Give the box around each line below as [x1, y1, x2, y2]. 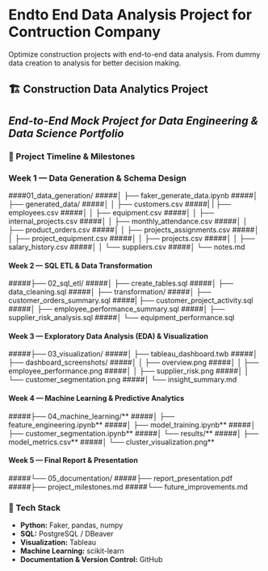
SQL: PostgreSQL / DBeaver [19, 529, 115, 539]
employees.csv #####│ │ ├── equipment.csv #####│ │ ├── [8, 207, 215, 217]
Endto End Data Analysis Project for [8, 6, 253, 24]
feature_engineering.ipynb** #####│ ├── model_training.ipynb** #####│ [8, 419, 256, 429]
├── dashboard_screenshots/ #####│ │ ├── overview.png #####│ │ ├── [8, 357, 259, 368]
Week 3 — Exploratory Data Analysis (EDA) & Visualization [8, 331, 208, 340]
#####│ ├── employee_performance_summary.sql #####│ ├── [8, 304, 225, 314]
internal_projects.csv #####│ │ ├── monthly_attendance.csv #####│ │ [8, 216, 248, 226]
